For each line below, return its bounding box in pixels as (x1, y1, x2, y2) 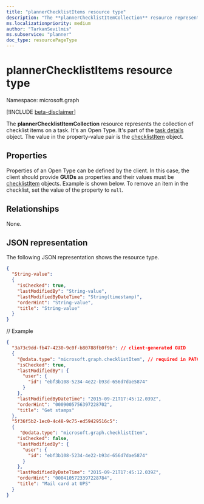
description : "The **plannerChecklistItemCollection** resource (6, 15, 172, 21)
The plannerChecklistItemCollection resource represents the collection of (6, 120, 194, 127)
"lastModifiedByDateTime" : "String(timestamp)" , (17, 293, 143, 300)
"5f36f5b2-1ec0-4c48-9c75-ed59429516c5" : (12, 418, 118, 425)
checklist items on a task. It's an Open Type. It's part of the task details (6, 126, 184, 134)
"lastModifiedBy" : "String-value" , (17, 288, 107, 294)
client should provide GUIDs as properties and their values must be (6, 173, 174, 180)
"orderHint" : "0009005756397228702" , (17, 401, 113, 408)
